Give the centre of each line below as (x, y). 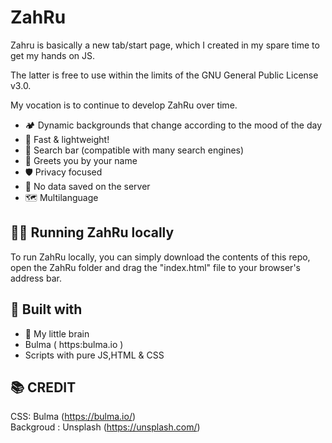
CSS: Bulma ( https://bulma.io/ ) (73, 417)
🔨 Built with (46, 309)
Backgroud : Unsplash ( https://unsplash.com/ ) (105, 427)
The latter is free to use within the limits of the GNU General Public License (164, 75)
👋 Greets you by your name (81, 160)
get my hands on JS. (53, 55)
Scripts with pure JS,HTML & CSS (94, 355)
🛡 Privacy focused (63, 172)
